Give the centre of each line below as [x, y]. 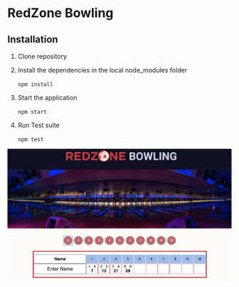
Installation [33, 39]
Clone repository [42, 56]
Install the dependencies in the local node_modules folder [102, 70]
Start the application [47, 98]
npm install [35, 85]
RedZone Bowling [60, 13]
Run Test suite [38, 125]
